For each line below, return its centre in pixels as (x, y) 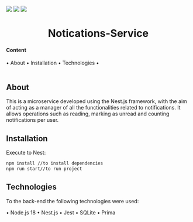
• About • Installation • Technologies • (53, 63)
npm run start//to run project (44, 169)
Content (16, 50)
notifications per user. (32, 120)
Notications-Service (98, 34)
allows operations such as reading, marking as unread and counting (88, 114)
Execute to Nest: (26, 153)
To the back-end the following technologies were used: (73, 201)
